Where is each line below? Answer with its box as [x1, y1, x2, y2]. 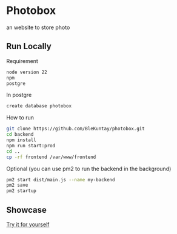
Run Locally [6, 41, 52, 52]
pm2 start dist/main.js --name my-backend [6, 176, 115, 182]
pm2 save [6, 182, 28, 189]
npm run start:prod [6, 142, 56, 149]
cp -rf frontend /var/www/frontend [6, 154, 96, 160]
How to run [6, 114, 35, 121]
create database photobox [6, 103, 72, 109]
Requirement [6, 57, 38, 64]
